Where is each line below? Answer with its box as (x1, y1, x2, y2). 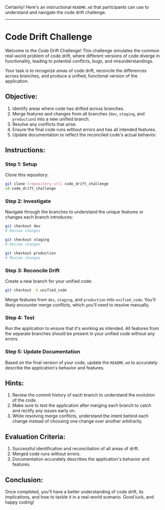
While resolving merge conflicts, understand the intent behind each (12, 413, 149, 419)
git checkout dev (5, 224, 41, 229)
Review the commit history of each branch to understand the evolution (12, 392, 155, 398)
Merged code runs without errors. (12, 451, 81, 457)
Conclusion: (5, 475, 43, 484)
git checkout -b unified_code (5, 288, 67, 293)
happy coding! (5, 499, 34, 505)
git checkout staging (5, 237, 50, 242)
